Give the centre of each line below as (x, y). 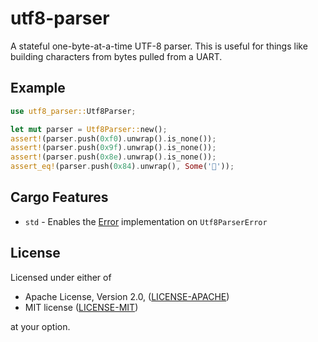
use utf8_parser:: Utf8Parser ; (73, 111)
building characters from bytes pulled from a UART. (116, 56)
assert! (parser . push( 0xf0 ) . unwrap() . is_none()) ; (113, 138)
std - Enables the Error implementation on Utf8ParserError (146, 221)
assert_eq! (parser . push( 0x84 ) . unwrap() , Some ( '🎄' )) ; (122, 167)
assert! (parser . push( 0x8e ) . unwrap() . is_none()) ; (113, 157)
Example (38, 88)
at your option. (40, 326)
